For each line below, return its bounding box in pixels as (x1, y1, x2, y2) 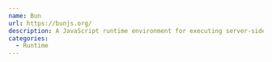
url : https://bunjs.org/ (8, 19, 92, 27)
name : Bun (8, 11, 42, 20)
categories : (8, 34, 49, 43)
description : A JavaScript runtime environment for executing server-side (8, 27, 266, 35)
